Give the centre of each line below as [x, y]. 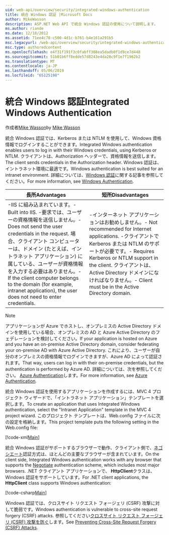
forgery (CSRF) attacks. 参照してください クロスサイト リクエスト [72, 515]
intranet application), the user [43, 290]
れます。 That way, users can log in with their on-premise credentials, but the [84, 362]
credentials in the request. [38, 234]
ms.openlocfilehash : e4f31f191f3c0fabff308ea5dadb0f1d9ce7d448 [73, 52]
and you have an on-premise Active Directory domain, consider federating [82, 344]
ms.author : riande [24, 29]
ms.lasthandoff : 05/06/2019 [35, 71]
